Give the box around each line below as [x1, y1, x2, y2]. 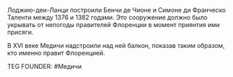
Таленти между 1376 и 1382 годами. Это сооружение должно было [7, 13, 208, 22]
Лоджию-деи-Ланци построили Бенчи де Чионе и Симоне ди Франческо [7, 6, 226, 14]
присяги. [7, 28, 33, 36]
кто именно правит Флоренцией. [7, 49, 105, 57]
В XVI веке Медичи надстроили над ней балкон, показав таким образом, [7, 42, 225, 49]
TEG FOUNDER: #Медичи [7, 62, 82, 70]
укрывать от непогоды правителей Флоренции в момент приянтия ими [7, 21, 220, 28]
